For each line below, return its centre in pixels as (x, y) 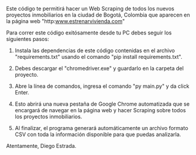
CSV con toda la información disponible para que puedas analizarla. (98, 134)
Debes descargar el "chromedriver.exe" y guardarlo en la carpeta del (99, 68)
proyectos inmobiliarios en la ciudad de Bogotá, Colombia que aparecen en (98, 15)
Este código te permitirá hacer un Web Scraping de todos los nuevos (90, 9)
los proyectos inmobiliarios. (48, 116)
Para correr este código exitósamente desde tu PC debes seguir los (89, 33)
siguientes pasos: (28, 39)
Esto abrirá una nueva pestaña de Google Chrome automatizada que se (102, 104)
